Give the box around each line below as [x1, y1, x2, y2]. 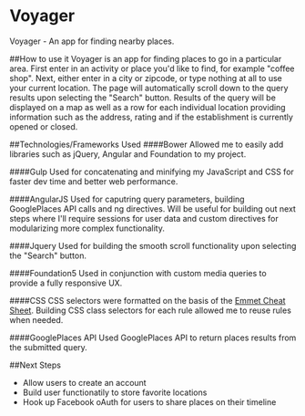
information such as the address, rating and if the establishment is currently [9, 111, 294, 122]
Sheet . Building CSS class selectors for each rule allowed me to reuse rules [9, 305, 291, 316]
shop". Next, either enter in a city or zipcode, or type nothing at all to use [9, 72, 282, 83]
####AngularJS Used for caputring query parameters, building [9, 193, 245, 204]
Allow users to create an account [22, 377, 147, 388]
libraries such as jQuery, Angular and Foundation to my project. [9, 148, 247, 160]
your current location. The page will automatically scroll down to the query [9, 82, 289, 93]
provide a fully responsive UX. [9, 277, 123, 288]
